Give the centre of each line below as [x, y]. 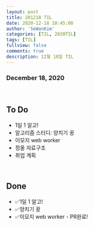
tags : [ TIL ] [21, 40]
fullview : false [26, 46]
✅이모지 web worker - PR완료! [51, 216]
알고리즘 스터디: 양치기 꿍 [45, 133]
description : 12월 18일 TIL [40, 57]
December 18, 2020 [35, 78]
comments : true [25, 51]
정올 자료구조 [30, 148]
